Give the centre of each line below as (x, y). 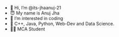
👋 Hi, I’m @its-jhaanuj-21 (36, 8)
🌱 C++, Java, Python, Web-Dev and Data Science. (62, 23)
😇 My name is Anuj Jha (35, 13)
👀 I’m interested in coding (37, 18)
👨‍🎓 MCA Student (27, 29)
